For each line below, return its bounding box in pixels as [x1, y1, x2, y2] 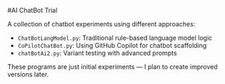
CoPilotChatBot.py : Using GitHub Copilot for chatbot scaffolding [17, 41, 207, 49]
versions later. [7, 70, 49, 78]
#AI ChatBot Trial [7, 6, 58, 14]
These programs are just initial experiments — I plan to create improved [7, 63, 218, 70]
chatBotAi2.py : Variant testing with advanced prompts [17, 49, 177, 57]
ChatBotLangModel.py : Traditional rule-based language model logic [17, 33, 213, 42]
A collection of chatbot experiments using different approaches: [7, 20, 196, 28]
